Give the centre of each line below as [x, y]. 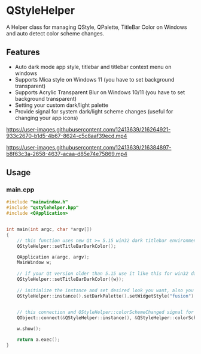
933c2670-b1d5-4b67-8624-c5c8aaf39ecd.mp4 [67, 136]
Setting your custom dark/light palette [62, 105]
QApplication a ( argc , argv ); [53, 257]
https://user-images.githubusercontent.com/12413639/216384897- [89, 147]
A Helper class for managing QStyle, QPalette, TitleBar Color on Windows [97, 27]
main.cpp [20, 190]
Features [23, 52]
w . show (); [29, 329]
